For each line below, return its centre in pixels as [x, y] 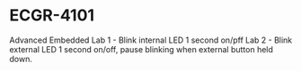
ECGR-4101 [52, 16]
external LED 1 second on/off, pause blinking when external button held [142, 49]
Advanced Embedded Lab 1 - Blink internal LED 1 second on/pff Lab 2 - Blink [151, 40]
